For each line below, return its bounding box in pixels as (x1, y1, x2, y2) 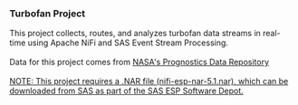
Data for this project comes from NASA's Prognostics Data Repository (9, 57, 270, 68)
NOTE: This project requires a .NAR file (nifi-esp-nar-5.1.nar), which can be (9, 76, 289, 87)
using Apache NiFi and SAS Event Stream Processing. (27, 37, 229, 48)
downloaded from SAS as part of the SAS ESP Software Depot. (9, 85, 245, 97)
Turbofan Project (9, 7, 86, 20)
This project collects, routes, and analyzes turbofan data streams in (9, 28, 261, 39)
